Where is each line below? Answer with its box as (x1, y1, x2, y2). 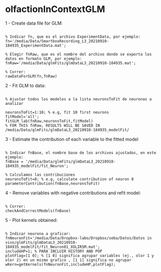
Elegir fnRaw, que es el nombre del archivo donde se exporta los (10, 52, 152, 57)
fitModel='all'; (5, 114, 39, 119)
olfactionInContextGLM (5, 4, 106, 15)
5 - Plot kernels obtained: (5, 217, 58, 223)
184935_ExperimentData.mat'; (5, 43, 66, 48)
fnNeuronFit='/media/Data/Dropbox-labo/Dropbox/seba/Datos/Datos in (5, 235, 152, 240)
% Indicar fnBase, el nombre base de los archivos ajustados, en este (5, 150, 156, 155)
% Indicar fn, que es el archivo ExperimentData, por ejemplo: (5, 34, 141, 39)
